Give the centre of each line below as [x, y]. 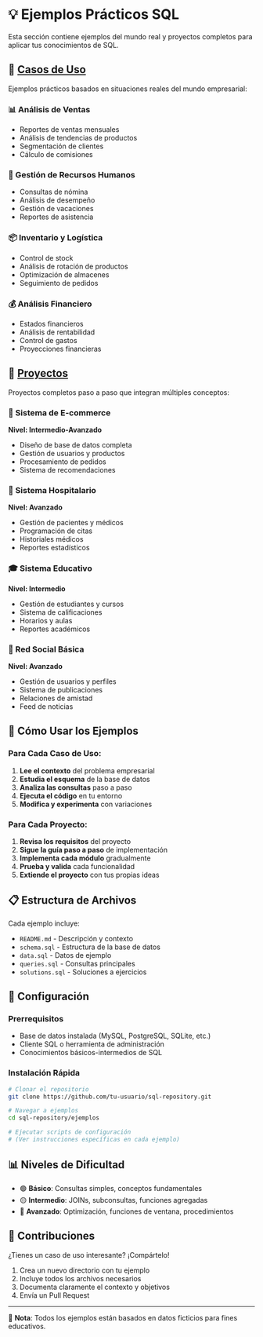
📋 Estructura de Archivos [72, 900]
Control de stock [46, 258]
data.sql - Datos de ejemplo [65, 955]
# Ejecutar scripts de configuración [70, 1132]
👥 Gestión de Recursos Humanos [72, 174]
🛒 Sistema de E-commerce [59, 412]
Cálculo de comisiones [56, 155]
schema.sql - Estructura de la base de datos [90, 947]
